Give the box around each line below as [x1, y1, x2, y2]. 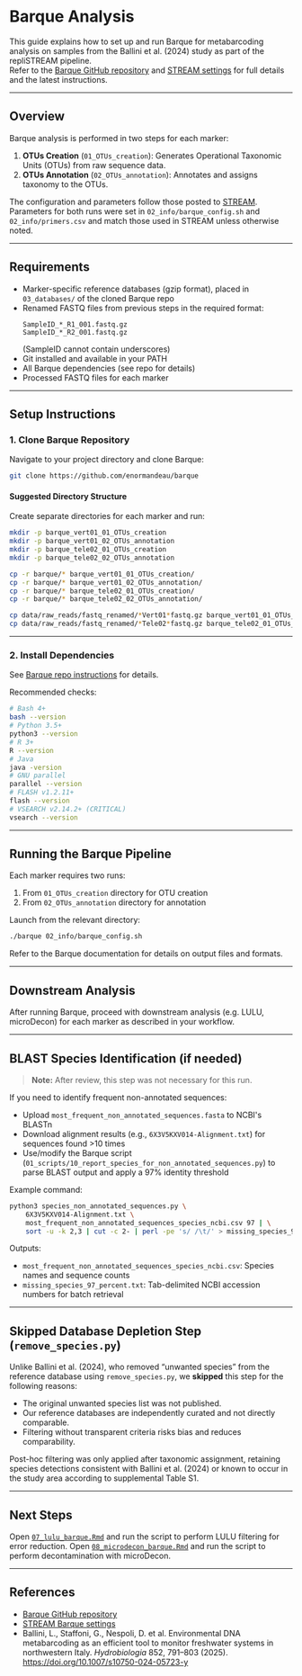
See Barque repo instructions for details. [9, 669, 159, 680]
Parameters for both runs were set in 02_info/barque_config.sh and [9, 205, 261, 217]
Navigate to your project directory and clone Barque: [9, 454, 204, 465]
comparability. [22, 1437, 76, 1447]
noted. [9, 225, 33, 236]
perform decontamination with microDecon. [9, 1550, 172, 1562]
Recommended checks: [9, 686, 97, 698]
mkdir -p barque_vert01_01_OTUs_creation [9, 528, 167, 537]
